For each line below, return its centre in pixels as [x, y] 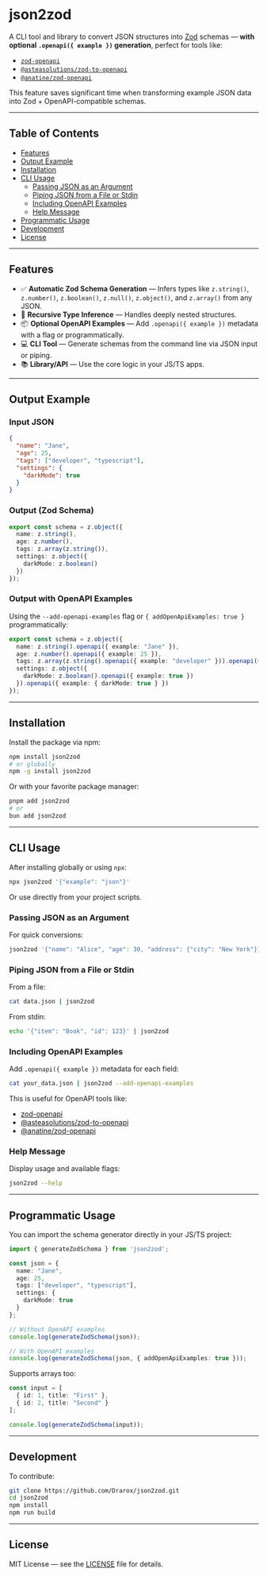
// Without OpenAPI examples [57, 1329]
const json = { [34, 1263]
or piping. [36, 355]
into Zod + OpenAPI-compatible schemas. [78, 101]
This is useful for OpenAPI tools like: [68, 1098]
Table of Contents [54, 134]
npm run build [32, 1513]
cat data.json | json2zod [51, 1002]
